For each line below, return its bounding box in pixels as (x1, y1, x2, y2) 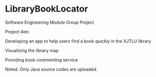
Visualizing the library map (5, 47, 59, 53)
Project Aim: (5, 29, 30, 34)
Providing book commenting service (5, 57, 78, 62)
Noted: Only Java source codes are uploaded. (5, 66, 98, 72)
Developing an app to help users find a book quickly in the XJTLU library (5, 38, 152, 44)
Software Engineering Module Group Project (5, 19, 94, 25)
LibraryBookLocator (5, 3, 88, 15)
